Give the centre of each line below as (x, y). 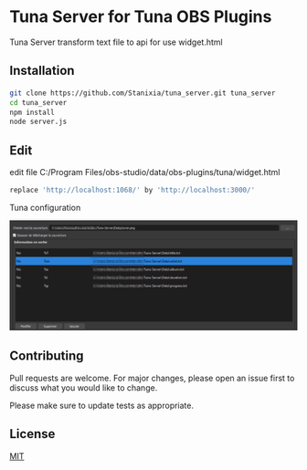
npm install (32, 112)
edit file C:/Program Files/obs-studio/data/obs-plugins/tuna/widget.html (145, 172)
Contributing (47, 356)
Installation (42, 71)
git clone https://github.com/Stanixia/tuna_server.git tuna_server (143, 93)
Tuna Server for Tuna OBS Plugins (141, 17)
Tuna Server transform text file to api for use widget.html (116, 42)
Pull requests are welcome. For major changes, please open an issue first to (152, 378)
